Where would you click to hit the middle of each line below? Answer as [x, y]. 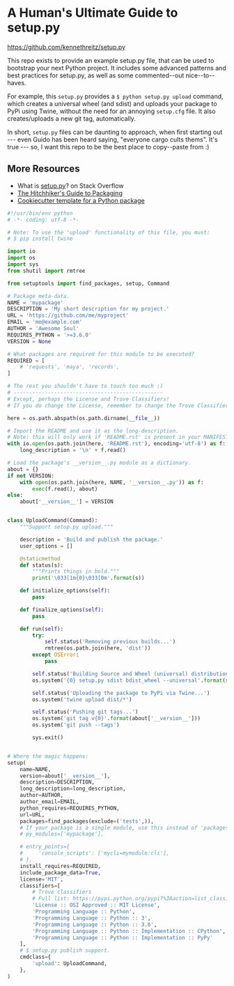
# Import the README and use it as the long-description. [93, 431]
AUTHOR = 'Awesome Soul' [43, 329]
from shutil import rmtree [46, 271]
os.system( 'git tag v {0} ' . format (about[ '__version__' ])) [116, 719]
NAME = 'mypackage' [36, 302]
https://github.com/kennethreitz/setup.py [67, 47]
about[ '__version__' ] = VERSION [67, 502]
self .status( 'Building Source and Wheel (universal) [110, 674]
